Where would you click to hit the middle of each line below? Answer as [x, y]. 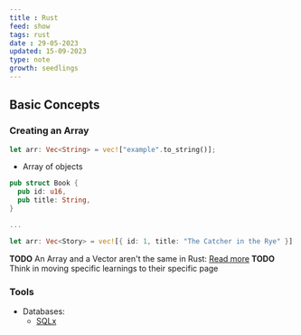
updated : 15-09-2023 [48, 52]
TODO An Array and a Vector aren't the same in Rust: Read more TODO [142, 258]
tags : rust [30, 34]
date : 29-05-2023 [44, 43]
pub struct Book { [44, 183]
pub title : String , [54, 200]
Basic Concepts [55, 105]
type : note [30, 60]
